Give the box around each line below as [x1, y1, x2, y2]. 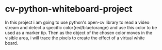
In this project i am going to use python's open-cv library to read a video [5, 19, 149, 25]
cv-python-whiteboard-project [5, 3, 132, 15]
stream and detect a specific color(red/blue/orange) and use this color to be [5, 24, 157, 30]
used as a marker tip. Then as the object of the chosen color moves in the [5, 30, 153, 35]
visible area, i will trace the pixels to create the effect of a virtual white [5, 35, 145, 41]
